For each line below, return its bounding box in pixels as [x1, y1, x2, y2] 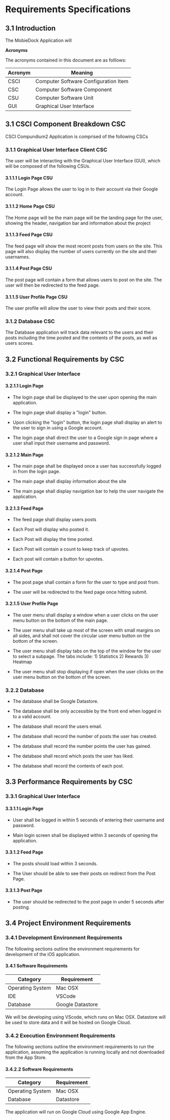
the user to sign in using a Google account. [12, 424, 103, 431]
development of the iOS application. [5, 951, 80, 957]
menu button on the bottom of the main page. [12, 617, 108, 623]
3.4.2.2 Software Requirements [5, 1066, 74, 1072]
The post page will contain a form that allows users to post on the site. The [5, 277, 162, 283]
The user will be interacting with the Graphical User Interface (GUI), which [5, 158, 161, 164]
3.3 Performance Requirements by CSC [5, 778, 133, 786]
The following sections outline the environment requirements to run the [5, 1044, 154, 1050]
